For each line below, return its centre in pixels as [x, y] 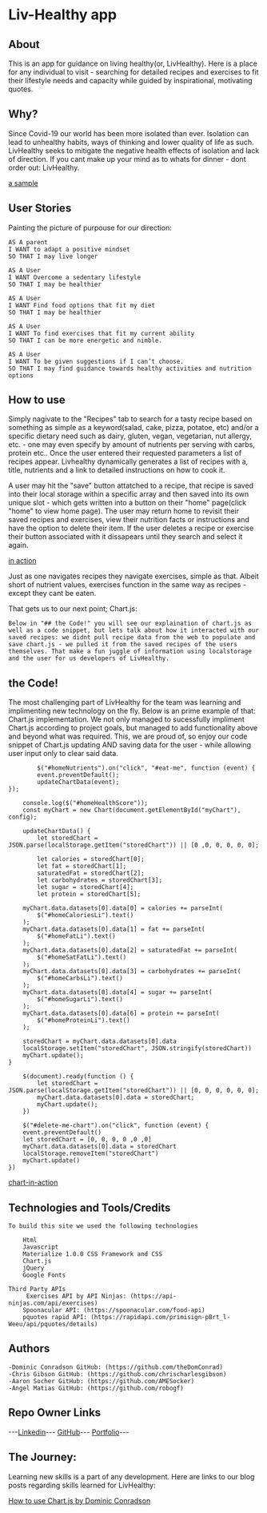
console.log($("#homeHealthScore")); [86, 803]
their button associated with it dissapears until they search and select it [126, 537]
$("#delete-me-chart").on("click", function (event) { [116, 1126]
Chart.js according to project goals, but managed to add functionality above [133, 728]
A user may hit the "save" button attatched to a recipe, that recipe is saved [131, 485]
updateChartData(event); [78, 783]
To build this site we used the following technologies [103, 1226]
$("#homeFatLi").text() [76, 936]
